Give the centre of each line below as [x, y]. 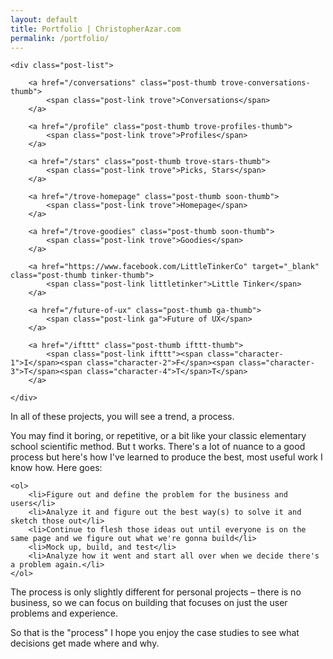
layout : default [44, 19]
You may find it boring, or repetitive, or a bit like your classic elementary [158, 436]
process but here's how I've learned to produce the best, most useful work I [166, 457]
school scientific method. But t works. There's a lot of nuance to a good [158, 447]
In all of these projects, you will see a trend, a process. [122, 417]
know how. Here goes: [56, 468]
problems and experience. [64, 613]
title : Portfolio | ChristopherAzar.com [96, 29]
